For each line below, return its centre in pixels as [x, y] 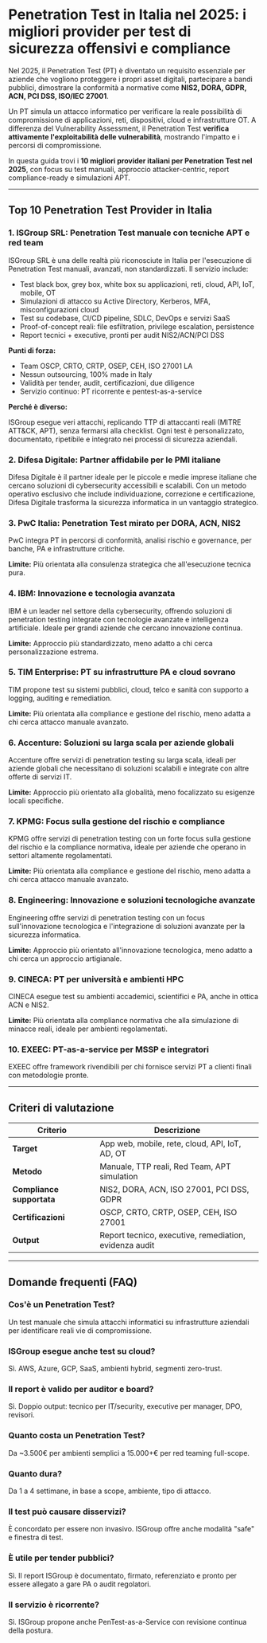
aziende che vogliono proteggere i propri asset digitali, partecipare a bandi [130, 79]
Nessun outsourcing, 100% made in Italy [86, 374]
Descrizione [177, 1131]
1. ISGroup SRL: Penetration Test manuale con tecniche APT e [129, 233]
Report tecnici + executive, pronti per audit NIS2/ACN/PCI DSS [122, 335]
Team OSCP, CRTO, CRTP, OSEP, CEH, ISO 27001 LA [106, 366]
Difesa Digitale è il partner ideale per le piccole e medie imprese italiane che [132, 476]
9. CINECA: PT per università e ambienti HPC [96, 979]
